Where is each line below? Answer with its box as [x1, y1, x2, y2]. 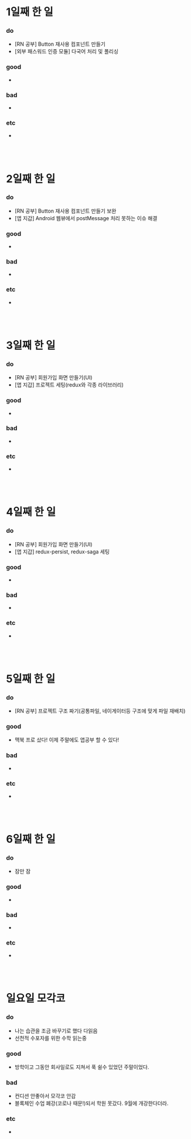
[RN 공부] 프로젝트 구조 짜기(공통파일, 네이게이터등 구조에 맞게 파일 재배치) [14, 707, 186, 714]
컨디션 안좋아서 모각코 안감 [14, 1093, 76, 1100]
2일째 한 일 [6, 172, 56, 185]
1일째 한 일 [6, 5, 54, 19]
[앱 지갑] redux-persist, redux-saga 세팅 [14, 548, 110, 555]
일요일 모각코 [6, 992, 66, 1005]
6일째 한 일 [6, 833, 56, 846]
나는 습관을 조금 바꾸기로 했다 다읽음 [14, 1027, 98, 1034]
